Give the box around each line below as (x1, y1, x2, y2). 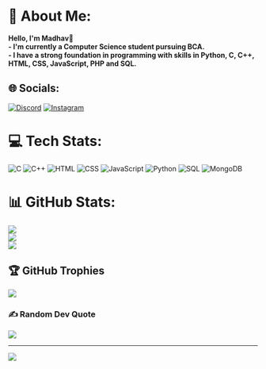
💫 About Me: (8, 7, 92, 25)
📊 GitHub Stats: (8, 193, 116, 211)
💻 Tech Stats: (8, 132, 103, 150)
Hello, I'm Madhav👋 (8, 33, 74, 43)
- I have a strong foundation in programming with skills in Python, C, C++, (8, 50, 255, 60)
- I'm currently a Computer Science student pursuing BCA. (8, 41, 205, 51)
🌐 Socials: (8, 82, 60, 95)
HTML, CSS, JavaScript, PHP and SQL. (8, 59, 137, 68)
